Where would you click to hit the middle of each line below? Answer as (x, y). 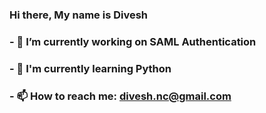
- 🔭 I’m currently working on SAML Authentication (133, 41)
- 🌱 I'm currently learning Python (90, 68)
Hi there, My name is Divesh (79, 15)
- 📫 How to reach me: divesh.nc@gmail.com (120, 96)
